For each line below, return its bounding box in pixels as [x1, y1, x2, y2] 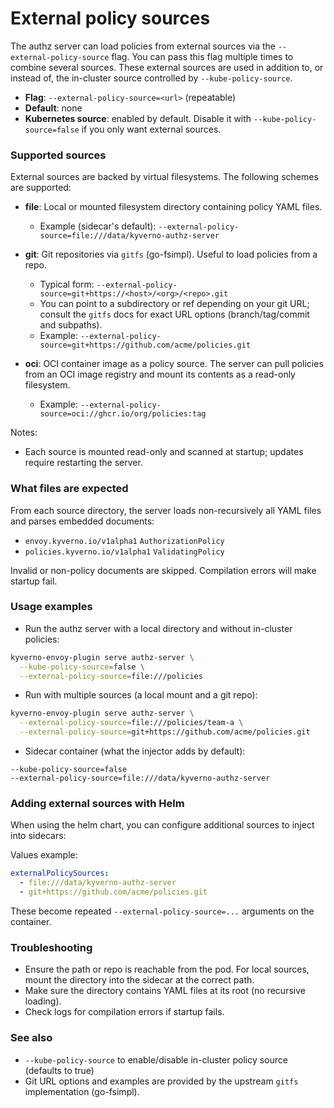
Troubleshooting [10, 940, 93, 954]
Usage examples [10, 600, 93, 614]
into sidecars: [10, 830, 67, 842]
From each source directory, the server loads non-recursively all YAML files [10, 504, 322, 516]
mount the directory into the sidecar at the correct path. [24, 974, 255, 986]
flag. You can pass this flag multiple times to [111, 50, 294, 62]
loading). [24, 995, 62, 1007]
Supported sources [10, 148, 107, 162]
